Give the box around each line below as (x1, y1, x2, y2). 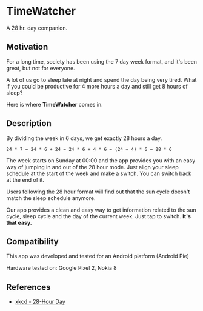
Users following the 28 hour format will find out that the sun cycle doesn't (6, 188, 190, 195)
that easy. (6, 219, 32, 226)
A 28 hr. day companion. (6, 24, 68, 32)
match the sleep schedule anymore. (6, 194, 96, 201)
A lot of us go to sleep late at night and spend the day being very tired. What (6, 76, 197, 83)
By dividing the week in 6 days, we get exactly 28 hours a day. (6, 135, 162, 142)
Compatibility (6, 236, 59, 247)
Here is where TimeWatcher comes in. (6, 101, 103, 108)
